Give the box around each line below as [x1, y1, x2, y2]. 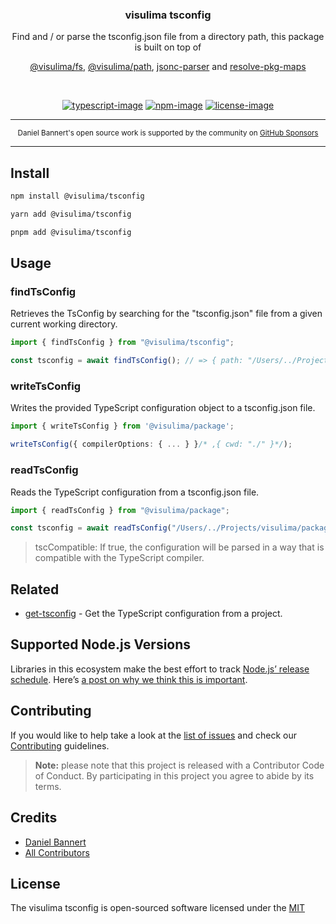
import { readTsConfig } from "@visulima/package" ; [10, 505, 230, 515]
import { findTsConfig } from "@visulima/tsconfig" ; [10, 338, 235, 348]
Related [10, 581, 60, 598]
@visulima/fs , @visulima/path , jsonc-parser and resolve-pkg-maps [29, 61, 307, 73]
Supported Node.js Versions [10, 636, 192, 653]
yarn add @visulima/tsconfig [10, 209, 132, 219]
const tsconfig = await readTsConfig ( [10, 523, 172, 533]
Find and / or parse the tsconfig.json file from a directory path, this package [11, 31, 325, 43]
